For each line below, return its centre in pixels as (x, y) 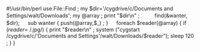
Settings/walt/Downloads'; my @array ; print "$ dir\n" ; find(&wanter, (97, 15)
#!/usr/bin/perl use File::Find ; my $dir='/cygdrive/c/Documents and (90, 9)
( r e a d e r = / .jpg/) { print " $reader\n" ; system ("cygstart (73, 30)
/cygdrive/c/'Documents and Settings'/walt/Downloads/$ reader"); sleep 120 (100, 36)
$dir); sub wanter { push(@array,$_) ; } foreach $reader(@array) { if (96, 23)
